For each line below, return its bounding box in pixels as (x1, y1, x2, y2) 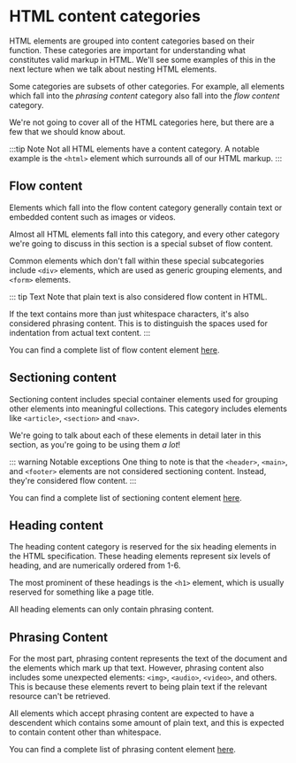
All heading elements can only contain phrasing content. (9, 604, 215, 615)
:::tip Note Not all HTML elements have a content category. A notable (9, 144, 260, 154)
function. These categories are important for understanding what (9, 44, 246, 55)
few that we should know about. (9, 126, 126, 136)
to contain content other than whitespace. (9, 727, 162, 737)
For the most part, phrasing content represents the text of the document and (9, 653, 287, 664)
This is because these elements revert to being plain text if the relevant (9, 681, 268, 692)
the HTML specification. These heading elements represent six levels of (9, 551, 271, 562)
